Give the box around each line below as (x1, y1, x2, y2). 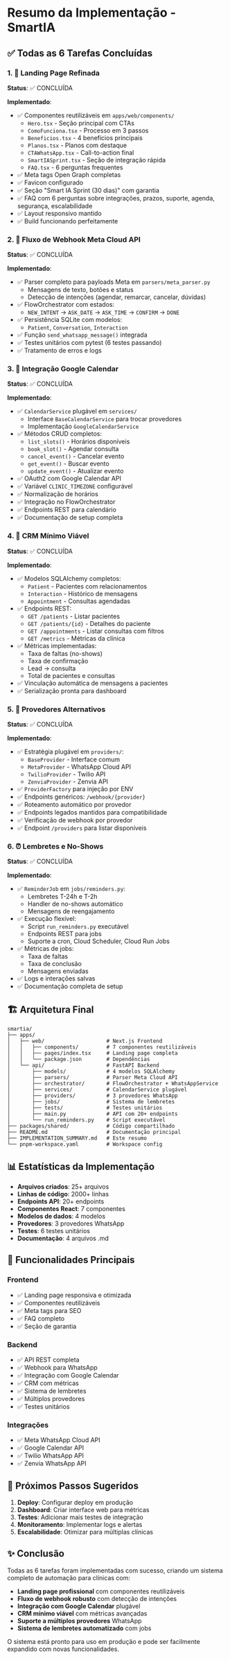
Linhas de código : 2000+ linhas (17, 1189, 109, 1198)
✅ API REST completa (17, 1355, 80, 1364)
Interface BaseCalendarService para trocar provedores (27, 415, 182, 423)
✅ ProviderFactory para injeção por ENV (17, 785, 134, 793)
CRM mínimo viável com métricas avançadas (17, 1609, 148, 1618)
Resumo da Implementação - (7, 5, 177, 21)
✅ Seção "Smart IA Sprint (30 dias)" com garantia (17, 186, 159, 194)
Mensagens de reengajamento (27, 907, 115, 915)
